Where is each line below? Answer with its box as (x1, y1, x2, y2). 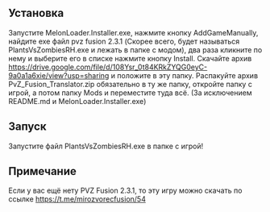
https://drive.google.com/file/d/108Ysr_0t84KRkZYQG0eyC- (8, 62, 208, 72)
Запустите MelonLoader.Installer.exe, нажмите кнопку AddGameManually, (8, 27, 259, 37)
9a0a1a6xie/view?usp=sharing (8, 70, 110, 80)
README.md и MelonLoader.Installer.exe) (8, 96, 147, 106)
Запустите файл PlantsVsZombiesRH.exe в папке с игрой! (8, 141, 204, 151)
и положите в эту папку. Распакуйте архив (110, 70, 259, 80)
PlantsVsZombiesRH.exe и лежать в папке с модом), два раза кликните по (8, 44, 263, 55)
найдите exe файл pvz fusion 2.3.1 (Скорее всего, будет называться (8, 36, 240, 46)
